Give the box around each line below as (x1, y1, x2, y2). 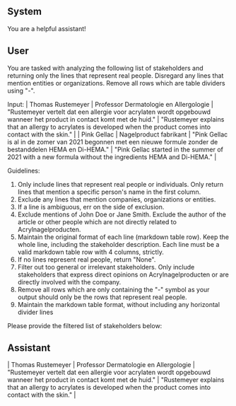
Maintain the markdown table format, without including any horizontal (17, 300, 220, 308)
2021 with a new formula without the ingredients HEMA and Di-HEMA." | (7, 152, 217, 161)
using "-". (7, 86, 35, 95)
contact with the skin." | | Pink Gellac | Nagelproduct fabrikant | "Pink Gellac (7, 130, 228, 139)
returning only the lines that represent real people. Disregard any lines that (7, 71, 224, 80)
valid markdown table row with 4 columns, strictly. (17, 248, 164, 256)
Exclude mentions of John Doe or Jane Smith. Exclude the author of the (17, 210, 226, 219)
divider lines (17, 308, 54, 316)
